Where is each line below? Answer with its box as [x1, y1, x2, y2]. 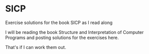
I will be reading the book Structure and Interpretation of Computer [5, 29, 144, 35]
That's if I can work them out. [5, 44, 66, 50]
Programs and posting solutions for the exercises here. [5, 34, 119, 40]
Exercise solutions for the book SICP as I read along [5, 19, 113, 25]
